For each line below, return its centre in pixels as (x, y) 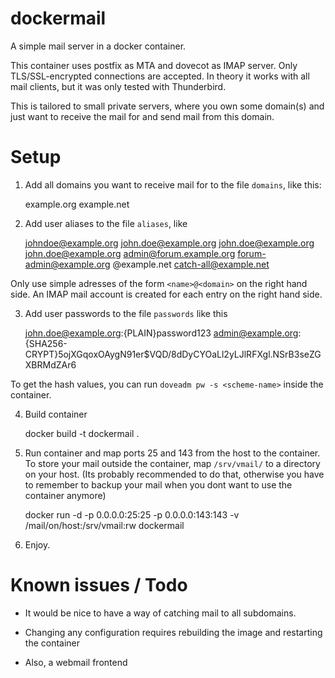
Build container (56, 414)
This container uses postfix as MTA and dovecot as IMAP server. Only (154, 65)
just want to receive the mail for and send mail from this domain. (142, 116)
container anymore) (65, 495)
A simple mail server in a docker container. (98, 46)
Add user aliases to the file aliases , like (106, 223)
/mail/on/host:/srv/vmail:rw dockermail (104, 525)
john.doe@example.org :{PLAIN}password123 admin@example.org (161, 333)
